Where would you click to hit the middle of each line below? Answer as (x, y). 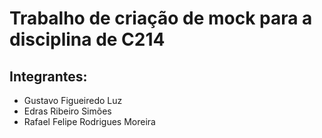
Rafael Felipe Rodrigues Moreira (89, 121)
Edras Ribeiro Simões (67, 111)
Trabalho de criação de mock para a (161, 18)
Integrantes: (48, 76)
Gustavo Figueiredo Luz (73, 100)
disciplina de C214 (87, 39)
